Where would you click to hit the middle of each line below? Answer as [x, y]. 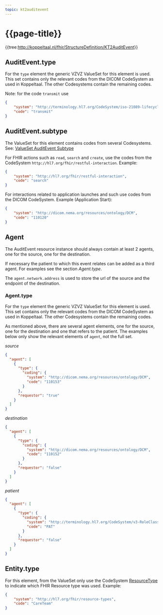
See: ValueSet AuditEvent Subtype [40, 148]
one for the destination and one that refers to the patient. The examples [76, 331]
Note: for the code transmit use [37, 94]
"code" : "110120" [31, 217]
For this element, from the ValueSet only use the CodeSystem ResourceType [81, 581]
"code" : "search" [31, 181]
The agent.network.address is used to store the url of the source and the [77, 278]
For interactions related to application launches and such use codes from [78, 194]
